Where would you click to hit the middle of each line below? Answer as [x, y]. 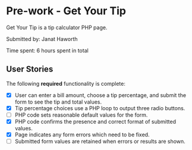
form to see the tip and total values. [58, 102]
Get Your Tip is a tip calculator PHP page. [57, 27]
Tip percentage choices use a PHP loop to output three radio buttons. [100, 108]
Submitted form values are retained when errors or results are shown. [100, 142]
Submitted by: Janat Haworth [42, 39]
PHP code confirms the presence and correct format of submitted [95, 121]
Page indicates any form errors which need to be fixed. [82, 135]
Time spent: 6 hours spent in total [48, 50]
